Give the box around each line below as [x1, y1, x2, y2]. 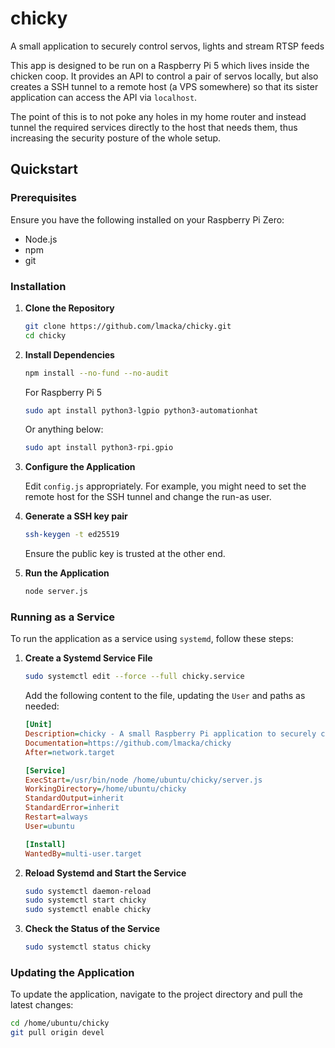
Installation [10, 279, 67, 293]
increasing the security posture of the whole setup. [10, 132, 222, 144]
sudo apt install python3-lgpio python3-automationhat [24, 405, 259, 416]
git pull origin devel [10, 1028, 105, 1038]
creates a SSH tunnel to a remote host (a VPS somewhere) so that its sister [10, 80, 319, 92]
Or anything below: [24, 423, 104, 436]
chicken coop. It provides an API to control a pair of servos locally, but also [10, 70, 319, 82]
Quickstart [10, 161, 79, 178]
